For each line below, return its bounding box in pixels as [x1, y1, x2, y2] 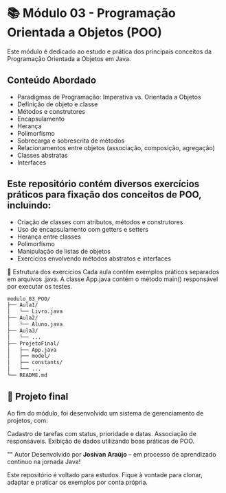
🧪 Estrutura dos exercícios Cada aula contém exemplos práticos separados [7, 267, 220, 276]
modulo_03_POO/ [7, 296, 51, 302]
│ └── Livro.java [7, 308, 63, 315]
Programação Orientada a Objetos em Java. [7, 54, 131, 62]
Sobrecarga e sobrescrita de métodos [16, 136, 125, 145]
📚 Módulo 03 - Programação [7, 5, 177, 21]
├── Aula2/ [7, 315, 38, 322]
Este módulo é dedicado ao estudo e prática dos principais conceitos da [7, 47, 212, 56]
